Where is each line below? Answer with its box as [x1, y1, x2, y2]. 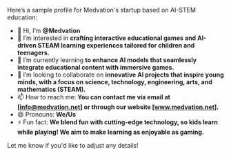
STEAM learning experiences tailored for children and [37, 41, 195, 49]
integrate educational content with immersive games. [17, 64, 174, 71]
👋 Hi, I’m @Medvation [17, 27, 81, 35]
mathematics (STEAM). [17, 86, 86, 93]
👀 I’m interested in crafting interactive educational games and [17, 34, 197, 42]
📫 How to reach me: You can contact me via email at [17, 93, 171, 101]
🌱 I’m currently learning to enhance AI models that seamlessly [17, 56, 197, 64]
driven [17, 41, 37, 49]
